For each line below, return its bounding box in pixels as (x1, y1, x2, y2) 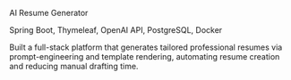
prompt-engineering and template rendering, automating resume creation (9, 52, 280, 61)
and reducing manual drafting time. (9, 61, 139, 71)
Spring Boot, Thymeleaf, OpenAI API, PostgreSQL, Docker (9, 25, 223, 35)
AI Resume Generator (9, 8, 89, 18)
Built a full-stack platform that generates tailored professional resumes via (9, 42, 283, 52)
